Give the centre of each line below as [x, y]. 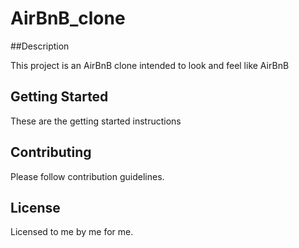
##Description [40, 46]
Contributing [51, 152]
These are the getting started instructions [96, 121]
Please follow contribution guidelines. [87, 176]
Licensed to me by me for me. [72, 232]
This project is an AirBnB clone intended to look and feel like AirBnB [150, 65]
